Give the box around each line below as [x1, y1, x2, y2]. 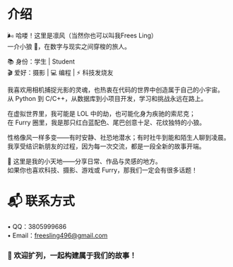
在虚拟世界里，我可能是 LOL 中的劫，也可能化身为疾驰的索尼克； [7, 109, 196, 117]
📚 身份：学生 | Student [7, 57, 76, 66]
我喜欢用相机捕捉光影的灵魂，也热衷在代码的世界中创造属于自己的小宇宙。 [7, 85, 224, 94]
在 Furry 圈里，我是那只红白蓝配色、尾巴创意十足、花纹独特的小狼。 [7, 118, 206, 126]
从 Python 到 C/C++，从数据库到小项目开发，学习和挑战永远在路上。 [7, 94, 208, 102]
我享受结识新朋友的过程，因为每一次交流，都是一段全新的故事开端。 [7, 142, 205, 150]
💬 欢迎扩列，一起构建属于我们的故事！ [7, 250, 137, 260]
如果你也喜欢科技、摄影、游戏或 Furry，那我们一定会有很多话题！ [7, 165, 198, 174]
